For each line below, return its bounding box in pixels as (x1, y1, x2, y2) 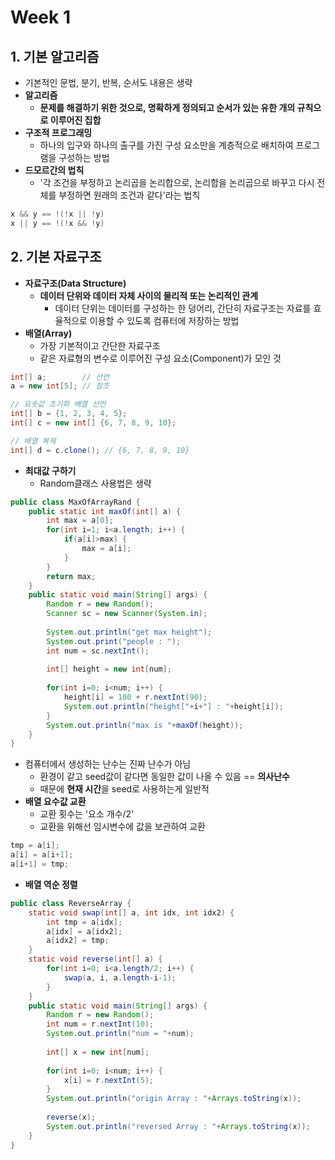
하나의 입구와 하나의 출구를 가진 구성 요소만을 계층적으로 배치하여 (39, 139, 294, 151)
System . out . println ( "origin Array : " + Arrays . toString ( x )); (46, 1094, 302, 1104)
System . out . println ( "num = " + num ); (46, 1029, 195, 1039)
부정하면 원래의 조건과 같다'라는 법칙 (58, 189, 201, 201)
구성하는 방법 (58, 152, 110, 163)
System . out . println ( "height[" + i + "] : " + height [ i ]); (63, 701, 284, 711)
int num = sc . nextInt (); (46, 646, 150, 656)
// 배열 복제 (10, 436, 57, 446)
